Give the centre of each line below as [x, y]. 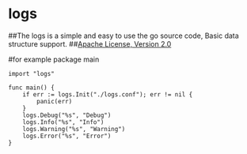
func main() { [32, 88]
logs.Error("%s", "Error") [67, 136]
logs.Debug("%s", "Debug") [67, 115]
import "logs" [32, 73]
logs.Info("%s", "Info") [63, 122]
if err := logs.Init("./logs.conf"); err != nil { [108, 94]
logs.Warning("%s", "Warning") [74, 129]
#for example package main [54, 59]
